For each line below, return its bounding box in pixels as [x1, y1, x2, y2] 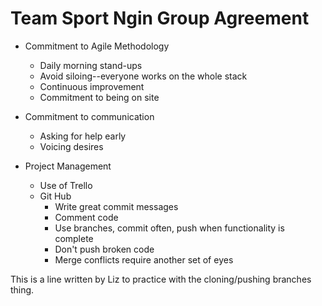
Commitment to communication [24, 110, 155, 122]
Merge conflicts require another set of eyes [54, 253, 234, 266]
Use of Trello [39, 179, 93, 191]
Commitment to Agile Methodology [24, 40, 170, 52]
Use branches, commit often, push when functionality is [54, 222, 285, 234]
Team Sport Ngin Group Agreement [10, 7, 310, 30]
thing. [10, 283, 35, 296]
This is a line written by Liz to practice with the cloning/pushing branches [10, 273, 312, 285]
